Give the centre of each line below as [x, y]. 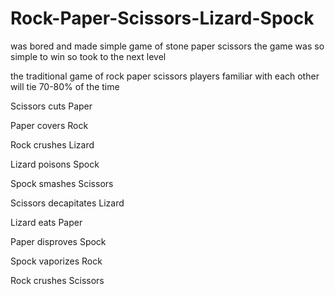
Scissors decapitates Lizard [67, 203]
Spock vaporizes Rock [56, 261]
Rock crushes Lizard [52, 144]
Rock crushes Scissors [57, 280]
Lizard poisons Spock [55, 164]
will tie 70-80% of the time [65, 86]
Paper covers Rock [49, 125]
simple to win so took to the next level [88, 56]
